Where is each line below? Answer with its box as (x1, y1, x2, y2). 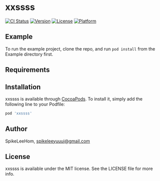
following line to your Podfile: (5, 101, 65, 107)
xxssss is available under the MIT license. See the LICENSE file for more (5, 165, 153, 171)
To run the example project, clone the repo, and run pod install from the (5, 45, 156, 51)
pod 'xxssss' (5, 110, 32, 116)
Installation (5, 82, 41, 91)
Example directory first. (5, 51, 53, 57)
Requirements (5, 65, 50, 74)
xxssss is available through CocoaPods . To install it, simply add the (5, 95, 143, 101)
